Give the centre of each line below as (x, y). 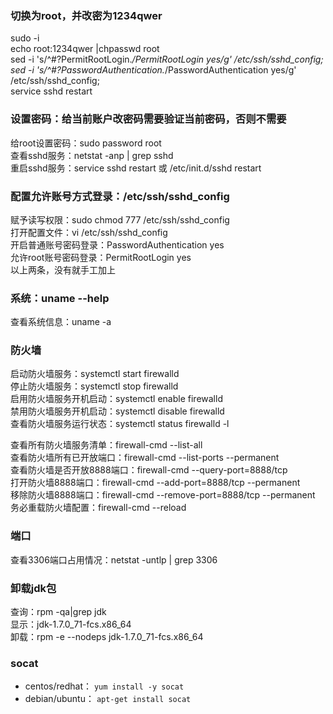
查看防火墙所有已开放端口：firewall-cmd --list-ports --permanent (145, 458)
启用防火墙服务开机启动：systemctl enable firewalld (116, 399)
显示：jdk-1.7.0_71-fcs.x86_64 (71, 624)
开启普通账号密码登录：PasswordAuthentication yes (117, 244)
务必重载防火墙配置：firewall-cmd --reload (98, 508)
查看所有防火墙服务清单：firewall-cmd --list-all (106, 445)
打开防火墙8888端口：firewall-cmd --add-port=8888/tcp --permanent (155, 483)
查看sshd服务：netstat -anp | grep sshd (92, 155)
